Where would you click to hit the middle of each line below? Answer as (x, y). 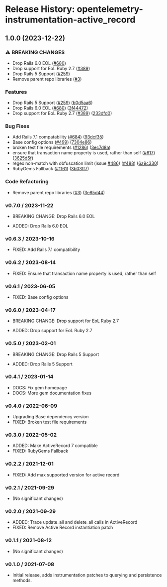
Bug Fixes (17, 126)
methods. (22, 580)
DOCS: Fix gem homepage (40, 387)
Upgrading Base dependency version (50, 417)
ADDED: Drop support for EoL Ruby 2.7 (52, 331)
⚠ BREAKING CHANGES (35, 52)
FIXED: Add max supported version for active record (66, 474)
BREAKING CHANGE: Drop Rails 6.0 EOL (54, 216)
